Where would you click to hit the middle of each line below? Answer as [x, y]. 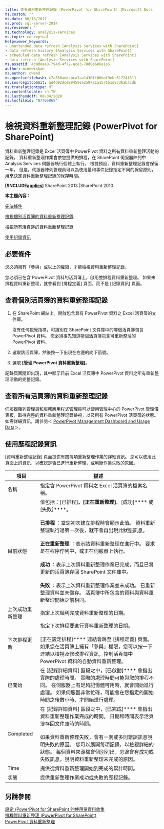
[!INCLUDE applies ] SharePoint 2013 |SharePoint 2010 [59, 186]
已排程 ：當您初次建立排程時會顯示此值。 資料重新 [97, 523]
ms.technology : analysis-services [40, 32]
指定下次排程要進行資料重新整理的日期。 [86, 626]
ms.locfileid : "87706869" [31, 101]
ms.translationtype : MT [29, 87]
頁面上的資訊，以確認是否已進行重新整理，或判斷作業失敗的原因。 [71, 463]
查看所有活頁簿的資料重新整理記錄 [56, 396]
